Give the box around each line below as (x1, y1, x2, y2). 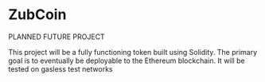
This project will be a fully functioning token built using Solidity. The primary (8, 47, 258, 57)
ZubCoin (8, 6, 67, 24)
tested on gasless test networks (8, 64, 113, 73)
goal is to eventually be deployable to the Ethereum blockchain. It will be (8, 56, 245, 65)
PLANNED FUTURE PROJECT (8, 32, 105, 41)
